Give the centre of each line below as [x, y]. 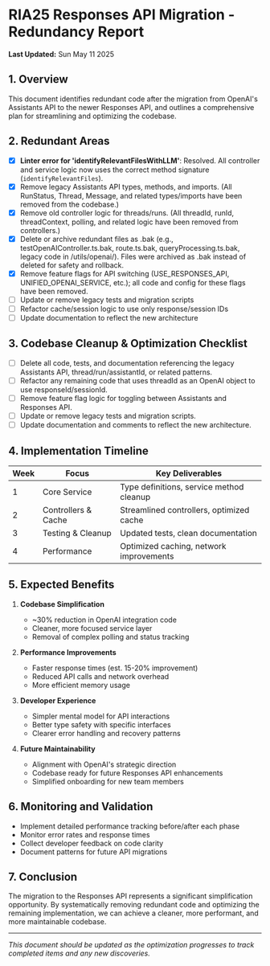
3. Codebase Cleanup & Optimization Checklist [128, 344]
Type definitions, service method [182, 487]
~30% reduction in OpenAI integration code [104, 620]
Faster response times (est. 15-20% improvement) [115, 668]
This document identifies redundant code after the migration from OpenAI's [133, 99]
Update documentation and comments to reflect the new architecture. [135, 425]
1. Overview [38, 79]
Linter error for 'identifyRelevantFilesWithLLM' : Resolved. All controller [140, 160]
